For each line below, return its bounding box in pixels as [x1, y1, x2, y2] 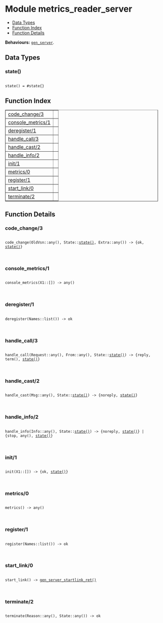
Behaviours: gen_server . [5, 39, 54, 45]
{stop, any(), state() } [5, 433, 53, 438]
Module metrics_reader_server [5, 3, 132, 15]
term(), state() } [5, 357, 40, 362]
